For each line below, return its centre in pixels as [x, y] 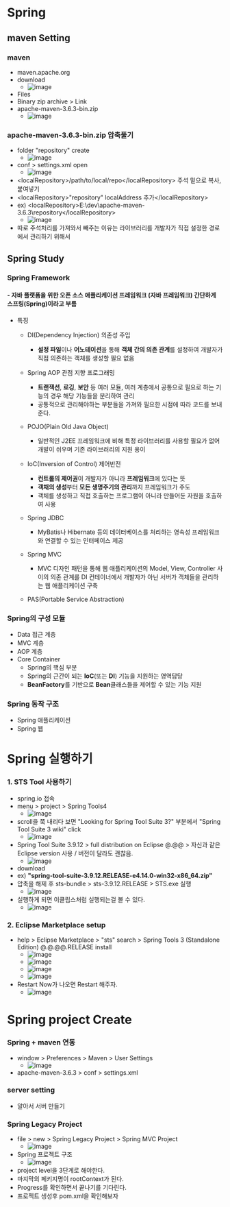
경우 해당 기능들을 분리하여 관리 [92, 395]
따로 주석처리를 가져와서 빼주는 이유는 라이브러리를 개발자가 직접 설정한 [112, 228]
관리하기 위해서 [50, 236]
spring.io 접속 [36, 798]
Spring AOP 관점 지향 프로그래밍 [71, 372]
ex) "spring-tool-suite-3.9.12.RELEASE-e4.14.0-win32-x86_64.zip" [115, 875]
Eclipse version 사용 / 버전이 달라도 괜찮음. [75, 853]
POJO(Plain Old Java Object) [68, 426]
